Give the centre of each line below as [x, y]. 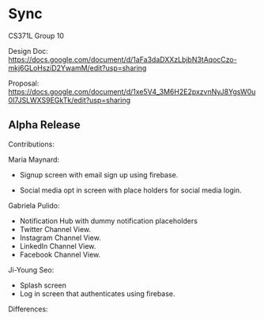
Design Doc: [28, 51]
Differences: [28, 309]
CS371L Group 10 [36, 36]
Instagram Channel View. [60, 238]
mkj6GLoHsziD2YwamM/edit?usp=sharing [77, 67]
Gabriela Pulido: [34, 205]
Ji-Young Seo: [31, 269]
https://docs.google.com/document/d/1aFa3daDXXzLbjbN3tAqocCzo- [123, 59]
